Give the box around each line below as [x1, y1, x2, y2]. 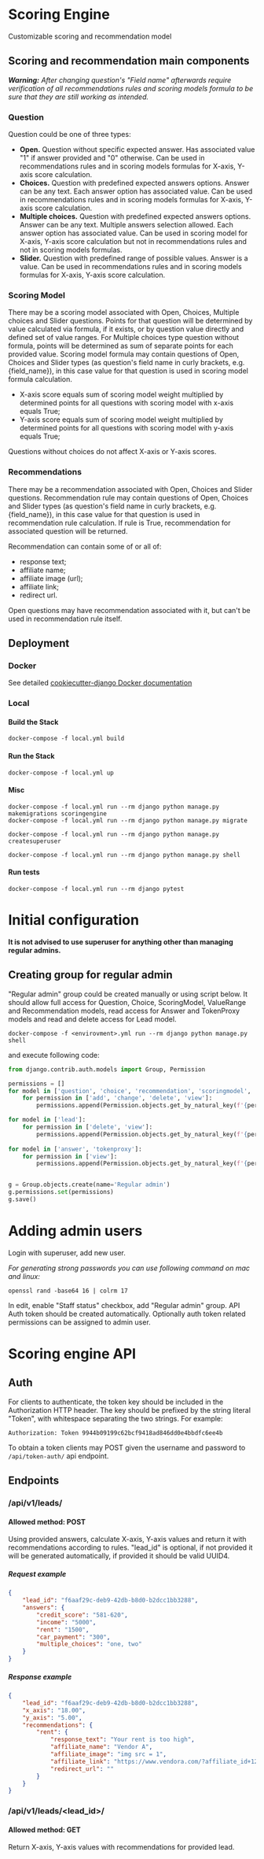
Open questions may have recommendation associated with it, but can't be [8, 605, 251, 615]
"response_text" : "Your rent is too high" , [49, 1735, 195, 1744]
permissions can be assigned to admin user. [8, 1317, 151, 1327]
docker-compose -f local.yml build [8, 734, 125, 743]
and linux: [8, 1271, 41, 1281]
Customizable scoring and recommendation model [8, 31, 172, 41]
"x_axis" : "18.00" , [22, 1706, 86, 1714]
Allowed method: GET [8, 1824, 81, 1835]
